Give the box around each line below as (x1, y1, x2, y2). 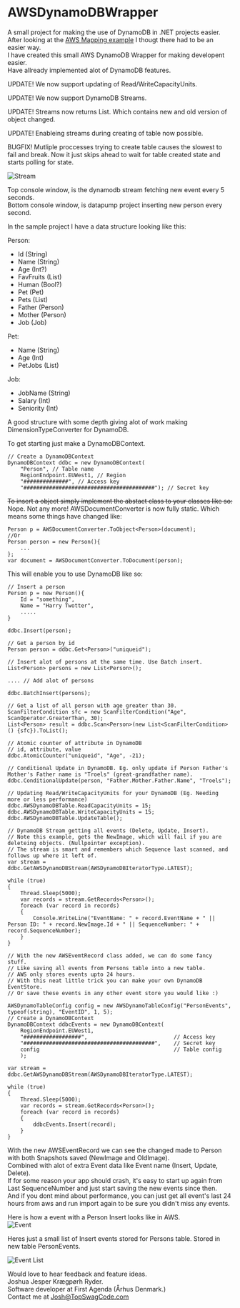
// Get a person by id (7, 639, 75, 646)
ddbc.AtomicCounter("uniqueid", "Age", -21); (7, 752, 145, 759)
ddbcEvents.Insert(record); (33, 1121, 116, 1128)
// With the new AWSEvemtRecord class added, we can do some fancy (7, 952, 213, 959)
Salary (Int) (17, 396, 51, 404)
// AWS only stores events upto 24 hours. (7, 971, 136, 978)
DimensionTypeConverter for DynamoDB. (7, 425, 129, 434)
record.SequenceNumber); (7, 927, 81, 934)
